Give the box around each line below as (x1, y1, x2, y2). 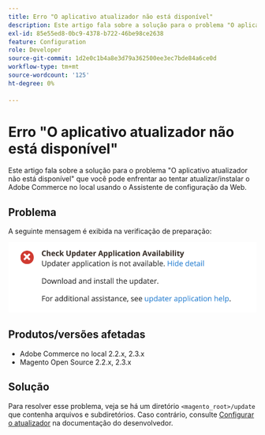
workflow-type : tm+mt (8, 63, 80, 71)
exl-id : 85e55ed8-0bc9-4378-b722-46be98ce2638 (8, 29, 164, 37)
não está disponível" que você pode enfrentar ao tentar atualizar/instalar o (8, 174, 250, 183)
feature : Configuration (8, 38, 87, 46)
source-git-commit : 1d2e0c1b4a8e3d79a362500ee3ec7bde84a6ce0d (8, 55, 217, 62)
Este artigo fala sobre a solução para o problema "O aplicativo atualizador (8, 166, 248, 176)
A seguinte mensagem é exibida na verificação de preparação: (8, 226, 212, 236)
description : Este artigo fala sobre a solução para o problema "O (8, 21, 235, 29)
